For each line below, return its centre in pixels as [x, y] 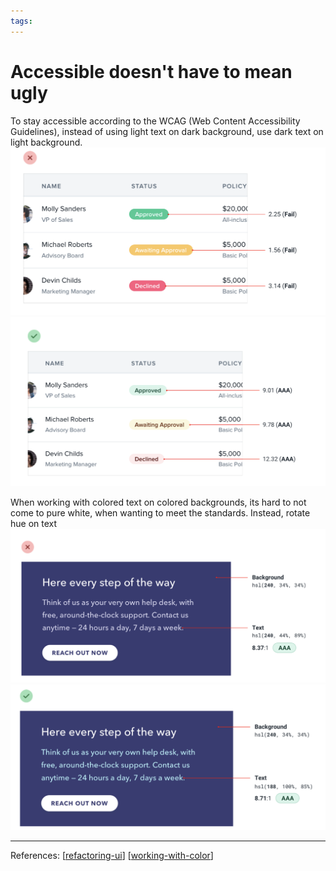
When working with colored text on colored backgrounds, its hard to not [158, 502]
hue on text [34, 523]
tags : [21, 21]
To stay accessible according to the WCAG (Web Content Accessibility [155, 121]
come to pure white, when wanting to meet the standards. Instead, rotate [160, 512]
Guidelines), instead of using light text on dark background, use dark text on [167, 131]
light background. [46, 142]
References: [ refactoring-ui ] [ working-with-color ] [112, 855]
